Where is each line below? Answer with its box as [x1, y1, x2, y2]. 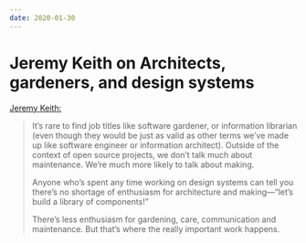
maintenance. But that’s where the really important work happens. [31, 223, 280, 234]
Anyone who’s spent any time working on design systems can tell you [31, 176, 294, 187]
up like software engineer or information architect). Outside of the [31, 139, 280, 151]
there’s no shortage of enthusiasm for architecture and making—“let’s [31, 186, 294, 197]
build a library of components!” [31, 195, 149, 206]
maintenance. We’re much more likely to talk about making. [31, 159, 255, 170]
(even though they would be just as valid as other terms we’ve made [31, 130, 290, 141]
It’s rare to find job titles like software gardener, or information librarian [31, 120, 298, 131]
